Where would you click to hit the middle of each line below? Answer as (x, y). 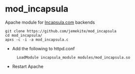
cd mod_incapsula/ (24, 35)
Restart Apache (28, 66)
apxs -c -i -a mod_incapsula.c (37, 40)
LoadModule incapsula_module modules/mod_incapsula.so (74, 57)
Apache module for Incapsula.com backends (50, 22)
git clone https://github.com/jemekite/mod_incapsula (61, 31)
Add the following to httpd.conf (43, 48)
